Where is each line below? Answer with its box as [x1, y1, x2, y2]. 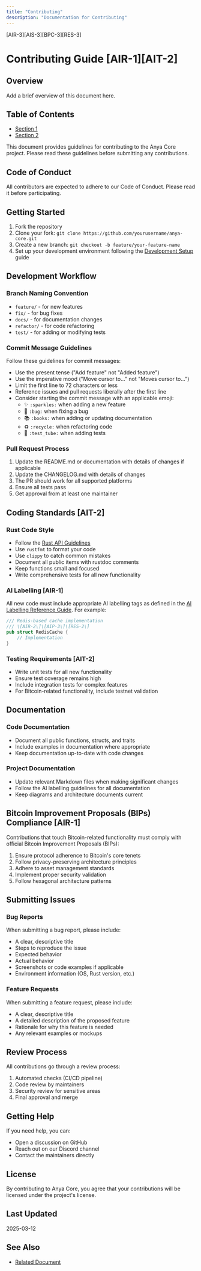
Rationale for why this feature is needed [14, 1023, 114, 1030]
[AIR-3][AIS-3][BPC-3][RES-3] [6, 31, 82, 38]
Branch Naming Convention [6, 289, 89, 298]
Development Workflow [6, 271, 97, 282]
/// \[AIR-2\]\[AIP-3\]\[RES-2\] [6, 623, 90, 629]
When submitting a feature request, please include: [6, 998, 133, 1006]
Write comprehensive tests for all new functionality [14, 571, 141, 578]
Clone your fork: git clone [14, 229, 81, 237]
